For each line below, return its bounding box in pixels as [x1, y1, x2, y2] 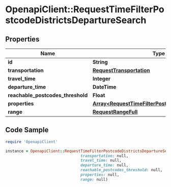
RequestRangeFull [92, 108, 138, 115]
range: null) [80, 177, 108, 182]
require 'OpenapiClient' [5, 139, 58, 144]
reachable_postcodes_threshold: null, [80, 168, 163, 173]
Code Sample [5, 126, 49, 134]
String [92, 59, 108, 65]
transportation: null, [80, 153, 129, 158]
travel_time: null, [80, 158, 122, 163]
